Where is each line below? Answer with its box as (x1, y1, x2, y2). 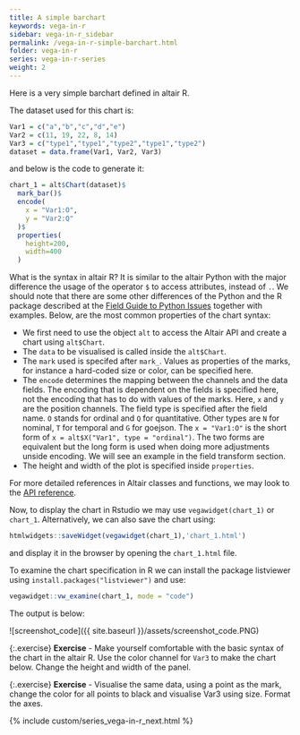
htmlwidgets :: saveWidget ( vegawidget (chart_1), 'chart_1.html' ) (9, 532, 246, 541)
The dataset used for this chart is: (9, 105, 134, 115)
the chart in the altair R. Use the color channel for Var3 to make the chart (9, 652, 277, 662)
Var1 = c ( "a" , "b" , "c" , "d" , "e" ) (9, 122, 126, 131)
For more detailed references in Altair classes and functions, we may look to (9, 478, 290, 489)
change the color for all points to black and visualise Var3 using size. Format (9, 688, 291, 699)
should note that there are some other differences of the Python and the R (9, 291, 282, 302)
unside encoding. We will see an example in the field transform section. (21, 451, 287, 462)
